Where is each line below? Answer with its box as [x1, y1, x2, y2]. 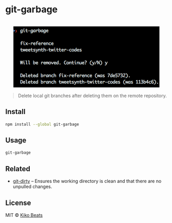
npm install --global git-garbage [5, 122, 80, 127]
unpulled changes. [12, 183, 52, 190]
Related [5, 164, 31, 173]
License [5, 198, 31, 207]
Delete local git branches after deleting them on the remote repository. [17, 92, 167, 99]
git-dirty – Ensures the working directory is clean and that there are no [12, 178, 162, 184]
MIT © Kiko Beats [5, 212, 43, 218]
